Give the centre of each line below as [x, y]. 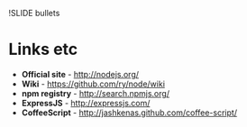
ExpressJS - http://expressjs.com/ [86, 103]
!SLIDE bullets [34, 13]
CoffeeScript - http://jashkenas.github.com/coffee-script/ [129, 113]
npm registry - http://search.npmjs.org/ [96, 93]
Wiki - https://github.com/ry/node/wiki [93, 84]
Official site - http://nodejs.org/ [80, 74]
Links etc [43, 50]
